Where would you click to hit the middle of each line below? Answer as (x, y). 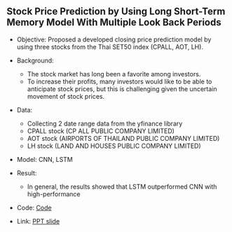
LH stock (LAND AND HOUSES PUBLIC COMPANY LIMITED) (114, 146)
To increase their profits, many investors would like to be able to (120, 81)
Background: (35, 60)
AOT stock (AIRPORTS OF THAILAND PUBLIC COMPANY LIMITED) (123, 138)
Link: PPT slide (38, 221)
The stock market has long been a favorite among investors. (114, 74)
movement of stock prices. (66, 96)
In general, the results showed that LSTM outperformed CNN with (122, 186)
